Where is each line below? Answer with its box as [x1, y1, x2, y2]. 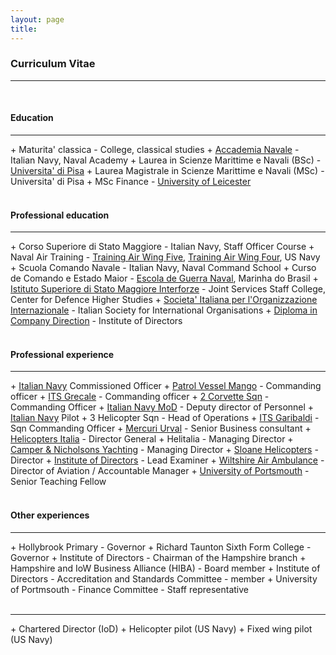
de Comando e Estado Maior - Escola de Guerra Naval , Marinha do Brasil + [10, 272, 319, 285]
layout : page [10, 14, 65, 25]
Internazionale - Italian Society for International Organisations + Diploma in [10, 304, 318, 316]
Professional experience [10, 348, 115, 360]
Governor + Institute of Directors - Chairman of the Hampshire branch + [10, 551, 307, 563]
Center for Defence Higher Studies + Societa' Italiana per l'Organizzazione [10, 294, 318, 306]
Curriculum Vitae [10, 57, 96, 71]
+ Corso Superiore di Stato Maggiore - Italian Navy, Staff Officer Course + [10, 241, 315, 253]
